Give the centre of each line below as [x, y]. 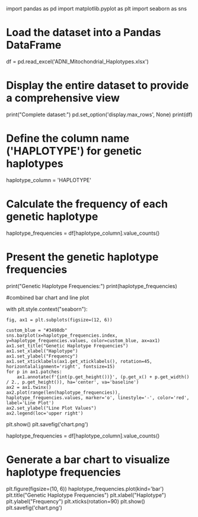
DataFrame [34, 45]
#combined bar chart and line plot [48, 297]
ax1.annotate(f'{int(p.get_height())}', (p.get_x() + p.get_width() [103, 377]
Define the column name [68, 138]
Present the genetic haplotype [82, 257]
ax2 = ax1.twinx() [29, 387]
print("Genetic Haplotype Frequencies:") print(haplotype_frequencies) [92, 286]
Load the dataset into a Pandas [84, 33]
